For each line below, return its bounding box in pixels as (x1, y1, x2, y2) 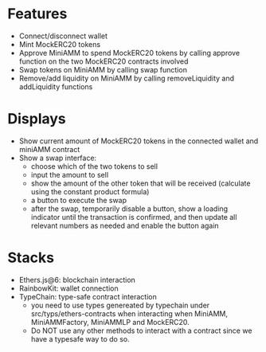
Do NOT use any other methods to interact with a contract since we (30, 326, 252, 335)
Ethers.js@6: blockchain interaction (18, 275, 136, 284)
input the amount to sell (30, 170, 109, 179)
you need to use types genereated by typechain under (30, 300, 210, 310)
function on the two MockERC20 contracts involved (18, 57, 189, 66)
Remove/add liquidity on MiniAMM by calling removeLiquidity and (18, 73, 235, 83)
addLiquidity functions (18, 81, 93, 92)
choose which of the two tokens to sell (30, 161, 158, 171)
